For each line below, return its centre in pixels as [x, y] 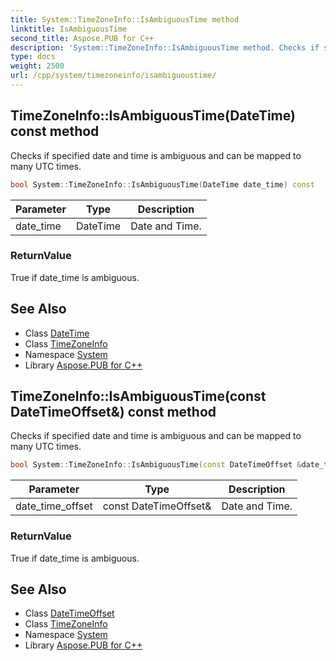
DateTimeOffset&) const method [113, 412]
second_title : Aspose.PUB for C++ [82, 38]
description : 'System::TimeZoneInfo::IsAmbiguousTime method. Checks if [165, 47]
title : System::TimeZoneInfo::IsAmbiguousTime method [125, 19]
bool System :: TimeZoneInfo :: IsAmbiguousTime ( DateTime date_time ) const [162, 184]
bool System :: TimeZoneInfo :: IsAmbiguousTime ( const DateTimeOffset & [156, 465]
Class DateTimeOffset [69, 613]
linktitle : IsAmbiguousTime [69, 29]
